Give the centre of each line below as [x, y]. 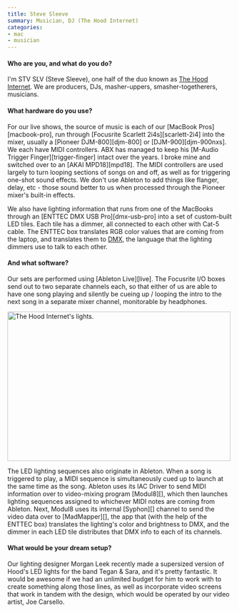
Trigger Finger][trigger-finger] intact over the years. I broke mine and [109, 157]
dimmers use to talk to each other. [58, 246]
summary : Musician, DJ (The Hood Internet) [73, 21]
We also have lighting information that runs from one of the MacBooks [111, 208]
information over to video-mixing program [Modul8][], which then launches [118, 494]
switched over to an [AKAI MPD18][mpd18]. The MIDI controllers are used [115, 164]
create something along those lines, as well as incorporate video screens [115, 587]
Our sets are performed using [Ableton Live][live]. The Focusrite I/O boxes [117, 278]
